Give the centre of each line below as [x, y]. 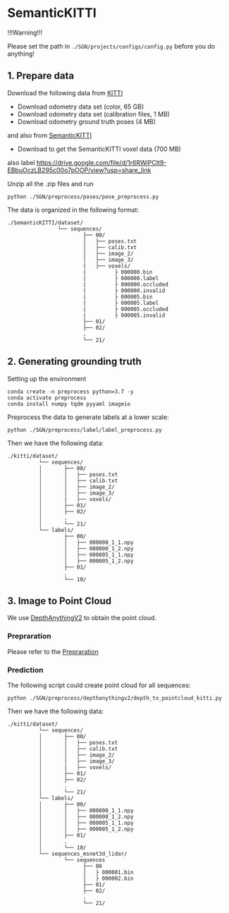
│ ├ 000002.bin [108, 878]
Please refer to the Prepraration [53, 651]
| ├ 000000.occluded [126, 284]
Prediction [25, 670]
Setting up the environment [47, 378]
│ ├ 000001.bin [108, 872]
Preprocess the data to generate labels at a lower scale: [88, 417]
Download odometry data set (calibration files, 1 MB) [94, 114]
